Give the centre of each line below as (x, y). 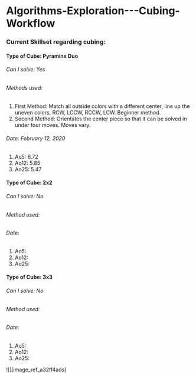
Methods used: (24, 87)
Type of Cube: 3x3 (30, 277)
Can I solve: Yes (26, 70)
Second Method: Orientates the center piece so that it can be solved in (101, 119)
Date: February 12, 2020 (36, 138)
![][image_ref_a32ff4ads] (36, 370)
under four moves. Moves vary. (53, 125)
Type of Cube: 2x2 (29, 183)
